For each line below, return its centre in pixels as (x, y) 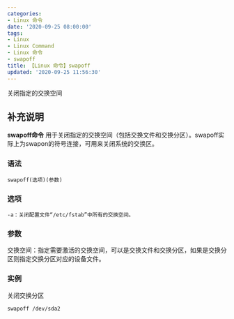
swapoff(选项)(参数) (35, 180)
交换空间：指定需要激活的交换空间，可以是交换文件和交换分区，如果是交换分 (117, 250)
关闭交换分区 (25, 295)
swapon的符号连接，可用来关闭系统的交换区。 (92, 144)
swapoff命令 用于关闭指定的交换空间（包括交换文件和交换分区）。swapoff (113, 135)
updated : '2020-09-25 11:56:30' (54, 72)
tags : (15, 33)
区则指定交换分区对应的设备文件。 (56, 259)
